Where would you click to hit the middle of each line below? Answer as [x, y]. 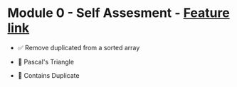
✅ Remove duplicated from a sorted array [79, 47]
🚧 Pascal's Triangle [46, 62]
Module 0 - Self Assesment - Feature [118, 13]
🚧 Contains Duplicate [48, 75]
